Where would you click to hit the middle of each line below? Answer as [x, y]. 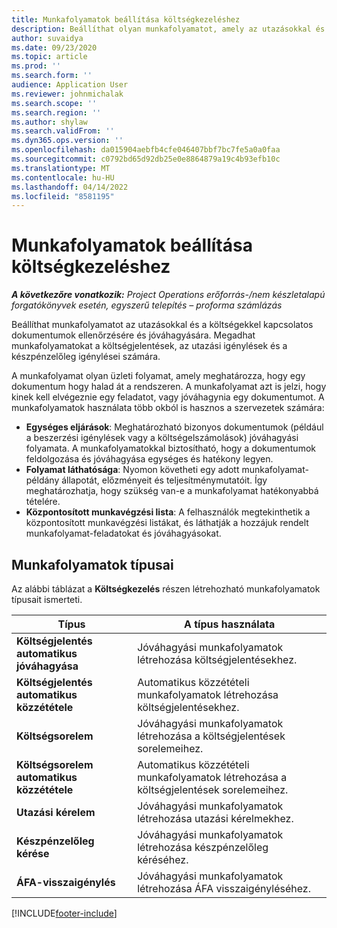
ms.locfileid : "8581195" [63, 196]
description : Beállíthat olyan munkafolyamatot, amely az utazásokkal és [168, 29]
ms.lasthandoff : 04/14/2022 [70, 187]
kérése [33, 853]
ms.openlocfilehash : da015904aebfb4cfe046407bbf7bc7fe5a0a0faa [146, 150]
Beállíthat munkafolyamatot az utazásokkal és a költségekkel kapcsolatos [162, 325]
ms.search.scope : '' [54, 103]
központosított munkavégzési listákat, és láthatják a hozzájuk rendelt [167, 523]
